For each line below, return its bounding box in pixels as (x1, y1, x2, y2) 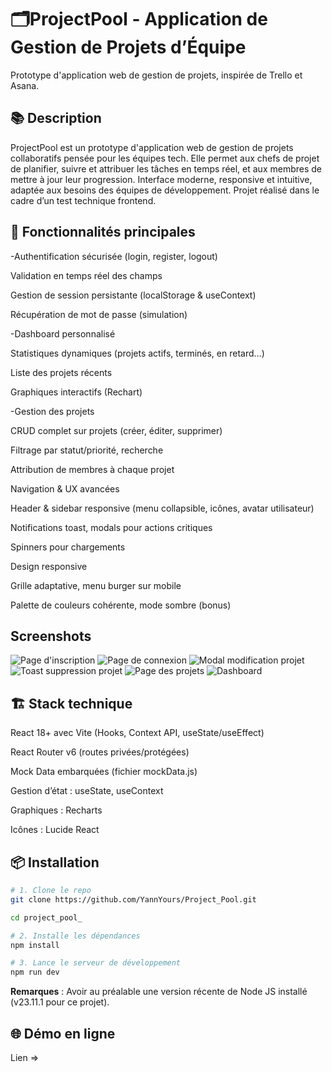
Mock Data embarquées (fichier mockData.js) (10, 766, 198, 778)
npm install (10, 940, 60, 950)
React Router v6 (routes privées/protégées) (10, 746, 190, 758)
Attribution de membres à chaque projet (10, 463, 175, 475)
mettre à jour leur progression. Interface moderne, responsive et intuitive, (10, 173, 313, 185)
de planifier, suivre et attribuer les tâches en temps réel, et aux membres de (10, 162, 322, 175)
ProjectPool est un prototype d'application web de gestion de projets (10, 141, 294, 153)
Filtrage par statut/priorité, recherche (10, 444, 164, 456)
